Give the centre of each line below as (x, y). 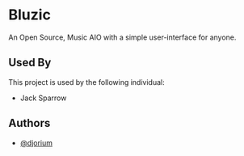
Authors (29, 123)
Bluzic (29, 15)
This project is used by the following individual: (86, 82)
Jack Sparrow (43, 98)
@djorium (36, 142)
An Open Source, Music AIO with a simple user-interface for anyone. (122, 37)
